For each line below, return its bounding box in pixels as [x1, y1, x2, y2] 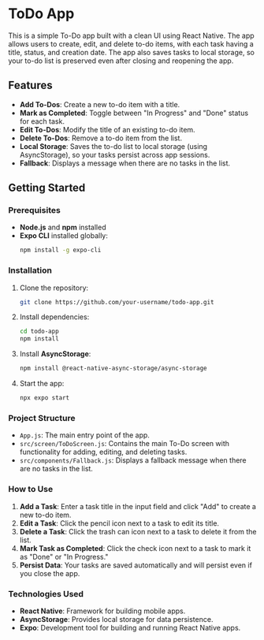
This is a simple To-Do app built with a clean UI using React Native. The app [8, 31, 255, 40]
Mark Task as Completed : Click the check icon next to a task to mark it [19, 543, 251, 553]
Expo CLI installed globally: [19, 231, 109, 240]
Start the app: [19, 379, 65, 389]
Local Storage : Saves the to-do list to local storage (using [19, 141, 207, 151]
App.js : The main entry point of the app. [19, 430, 150, 440]
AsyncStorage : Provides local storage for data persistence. [19, 614, 214, 623]
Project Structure [8, 412, 76, 423]
